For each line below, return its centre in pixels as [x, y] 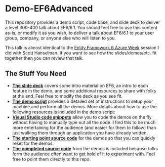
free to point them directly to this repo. [51, 159]
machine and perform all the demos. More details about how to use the [84, 106]
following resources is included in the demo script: [63, 112]
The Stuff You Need [36, 74]
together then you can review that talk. [44, 58]
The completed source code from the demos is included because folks [85, 148]
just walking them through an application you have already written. [80, 133]
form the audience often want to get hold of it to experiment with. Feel [83, 154]
